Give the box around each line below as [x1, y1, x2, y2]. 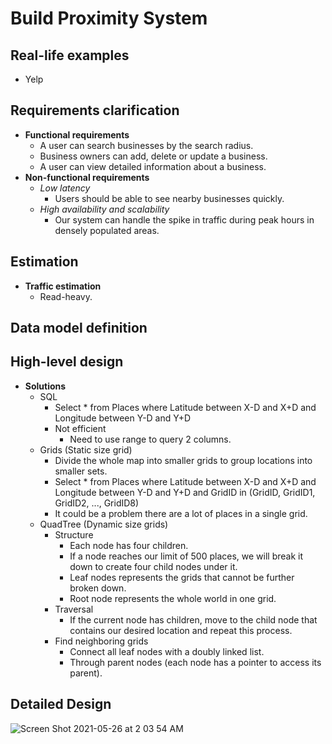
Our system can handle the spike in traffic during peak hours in [54, 213, 315, 226]
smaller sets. [54, 465, 108, 477]
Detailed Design [10, 696, 112, 713]
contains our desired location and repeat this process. [69, 624, 293, 636]
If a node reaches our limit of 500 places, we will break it [69, 550, 303, 562]
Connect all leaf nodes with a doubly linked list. [69, 645, 265, 657]
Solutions [24, 380, 67, 392]
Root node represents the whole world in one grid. [69, 592, 277, 604]
